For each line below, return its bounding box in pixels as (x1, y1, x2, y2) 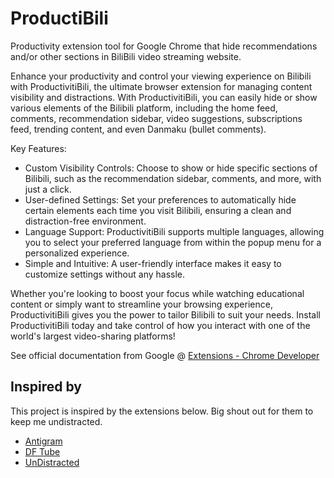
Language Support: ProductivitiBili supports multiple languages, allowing (24, 225, 325, 237)
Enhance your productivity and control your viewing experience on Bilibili (10, 70, 312, 82)
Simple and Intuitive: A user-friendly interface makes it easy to (24, 257, 282, 269)
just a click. (24, 183, 72, 195)
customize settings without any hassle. (24, 268, 186, 280)
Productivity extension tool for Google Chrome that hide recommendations (10, 40, 318, 52)
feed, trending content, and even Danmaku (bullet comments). (10, 123, 267, 135)
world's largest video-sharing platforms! (10, 330, 176, 342)
